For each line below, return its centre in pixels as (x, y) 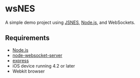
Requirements (27, 38)
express (20, 61)
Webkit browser (29, 71)
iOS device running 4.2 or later (44, 66)
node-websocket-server (37, 55)
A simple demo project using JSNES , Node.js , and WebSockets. (70, 22)
